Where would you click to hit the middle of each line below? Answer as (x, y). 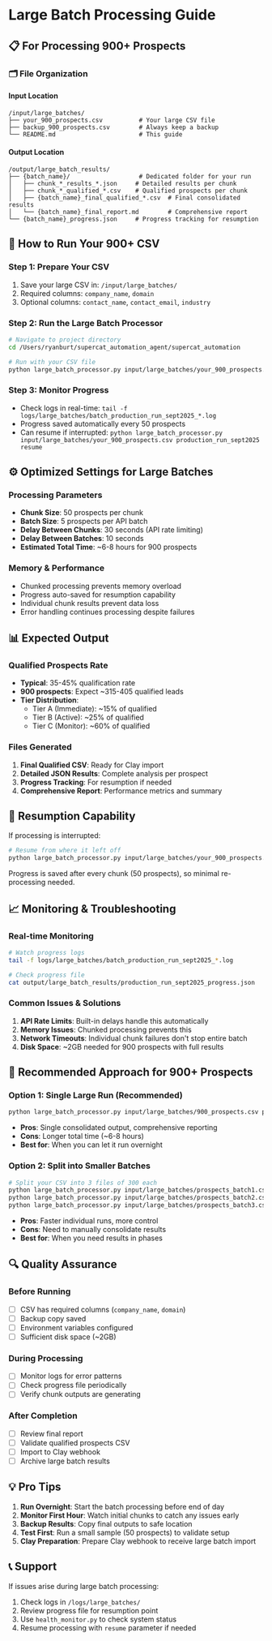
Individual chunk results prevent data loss (89, 603)
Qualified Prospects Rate (58, 665)
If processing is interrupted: (55, 836)
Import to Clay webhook (60, 1452)
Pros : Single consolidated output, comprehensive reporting (119, 1128)
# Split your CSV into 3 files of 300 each (83, 1183)
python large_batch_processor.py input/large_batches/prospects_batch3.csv (139, 1205)
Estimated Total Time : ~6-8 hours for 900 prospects (108, 547)
